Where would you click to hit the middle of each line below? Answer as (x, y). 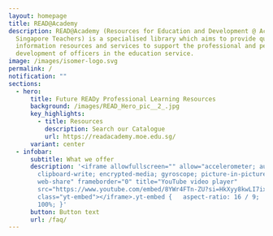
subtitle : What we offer (72, 159)
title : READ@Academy (43, 24)
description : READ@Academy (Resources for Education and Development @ (132, 31)
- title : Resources (71, 122)
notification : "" (38, 76)
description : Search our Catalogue (104, 129)
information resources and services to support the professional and (136, 46)
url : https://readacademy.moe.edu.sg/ (110, 136)
